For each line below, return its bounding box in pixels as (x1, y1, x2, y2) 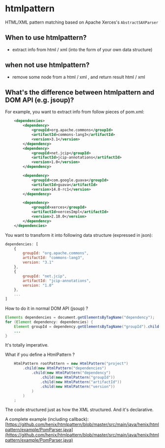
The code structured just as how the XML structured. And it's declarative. (5, 407, 154, 413)
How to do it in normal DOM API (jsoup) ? (5, 306, 88, 311)
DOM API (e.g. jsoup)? (5, 96, 75, 104)
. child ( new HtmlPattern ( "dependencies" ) (23, 366, 107, 371)
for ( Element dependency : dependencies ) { (5, 320, 93, 324)
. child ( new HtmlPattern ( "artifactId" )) (40, 380, 122, 384)
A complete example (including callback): (5, 416, 89, 422)
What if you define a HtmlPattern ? (5, 352, 75, 357)
